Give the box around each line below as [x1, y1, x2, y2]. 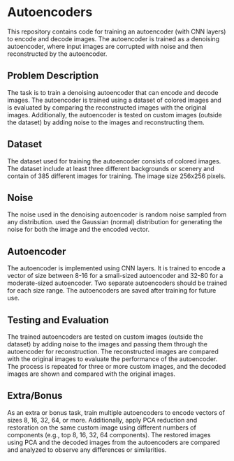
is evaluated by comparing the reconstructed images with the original [7, 103, 207, 112]
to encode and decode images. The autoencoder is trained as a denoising [7, 34, 220, 43]
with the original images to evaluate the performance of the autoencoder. [7, 355, 218, 363]
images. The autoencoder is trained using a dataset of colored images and [7, 96, 221, 104]
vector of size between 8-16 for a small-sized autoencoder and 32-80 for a [7, 272, 224, 280]
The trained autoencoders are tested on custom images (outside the [7, 332, 204, 341]
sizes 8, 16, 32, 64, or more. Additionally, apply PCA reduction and [7, 416, 198, 424]
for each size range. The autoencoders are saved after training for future [7, 286, 217, 295]
